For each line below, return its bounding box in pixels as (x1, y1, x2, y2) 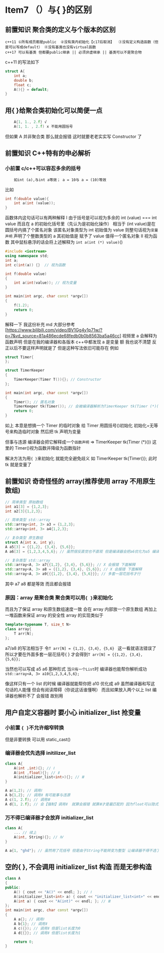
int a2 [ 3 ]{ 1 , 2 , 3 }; (5, 509, 42, 514)
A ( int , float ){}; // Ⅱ (14, 770, 60, 775)
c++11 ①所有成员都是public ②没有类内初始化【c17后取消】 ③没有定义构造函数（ (5, 40, 155, 44)
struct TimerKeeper (5, 368, 45, 373)
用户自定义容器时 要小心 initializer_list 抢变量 (5, 708, 141, 717)
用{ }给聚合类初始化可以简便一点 (5, 106, 102, 115)
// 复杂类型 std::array (5, 558, 50, 563)
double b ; (14, 78, 34, 83)
